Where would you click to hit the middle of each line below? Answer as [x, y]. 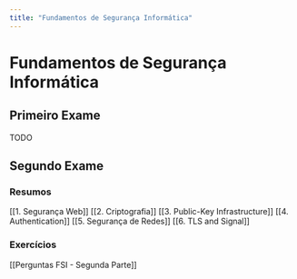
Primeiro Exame [55, 116]
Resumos [30, 192]
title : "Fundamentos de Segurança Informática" [101, 18]
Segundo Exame [57, 166]
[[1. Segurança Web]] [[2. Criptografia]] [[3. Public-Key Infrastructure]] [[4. [149, 212]
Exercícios [33, 244]
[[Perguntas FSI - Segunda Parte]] [74, 264]
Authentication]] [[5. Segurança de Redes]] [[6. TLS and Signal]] [129, 221]
